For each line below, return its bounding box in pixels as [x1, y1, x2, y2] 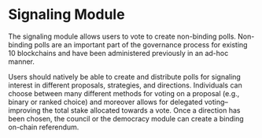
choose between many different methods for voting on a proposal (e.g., [8, 88, 240, 98]
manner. [8, 57, 35, 66]
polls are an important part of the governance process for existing [34, 39, 248, 49]
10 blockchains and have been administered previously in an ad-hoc [8, 48, 229, 58]
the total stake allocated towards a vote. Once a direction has [42, 105, 241, 115]
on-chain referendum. [8, 122, 79, 132]
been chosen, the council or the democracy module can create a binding [8, 114, 244, 123]
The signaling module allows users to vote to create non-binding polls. [8, 32, 236, 41]
